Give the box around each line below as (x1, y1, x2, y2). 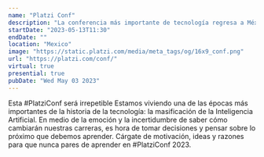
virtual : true (8, 62, 55, 70)
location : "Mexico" (8, 41, 72, 48)
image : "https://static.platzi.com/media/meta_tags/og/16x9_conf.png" (8, 48, 244, 55)
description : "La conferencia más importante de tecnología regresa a (8, 19, 244, 27)
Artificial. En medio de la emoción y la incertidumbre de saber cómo (8, 115, 228, 124)
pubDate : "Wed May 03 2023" (8, 77, 101, 84)
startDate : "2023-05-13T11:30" (8, 26, 111, 34)
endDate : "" (8, 33, 47, 41)
